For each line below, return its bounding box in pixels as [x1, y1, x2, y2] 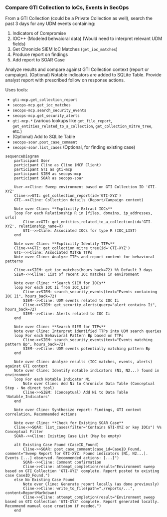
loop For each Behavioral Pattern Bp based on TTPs [14, 333, 124, 338]
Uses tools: [5, 87, 28, 93]
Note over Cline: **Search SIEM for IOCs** [14, 281, 106, 286]
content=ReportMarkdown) [5, 491, 57, 496]
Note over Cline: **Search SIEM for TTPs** [14, 324, 106, 330]
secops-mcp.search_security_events [12, 108, 87, 113]
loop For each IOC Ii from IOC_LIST [14, 285, 91, 290]
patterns [5, 259, 23, 264]
